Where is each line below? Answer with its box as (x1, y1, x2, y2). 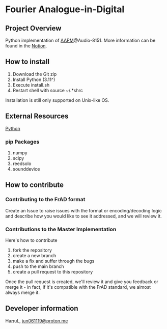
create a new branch (12, 252, 57, 258)
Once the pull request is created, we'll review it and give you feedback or (5, 279, 159, 285)
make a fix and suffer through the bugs (12, 258, 95, 264)
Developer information (5, 304, 78, 313)
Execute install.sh (12, 81, 50, 88)
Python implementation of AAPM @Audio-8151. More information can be (5, 37, 156, 43)
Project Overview (5, 24, 62, 33)
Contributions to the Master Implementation (5, 226, 117, 233)
